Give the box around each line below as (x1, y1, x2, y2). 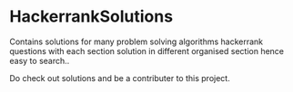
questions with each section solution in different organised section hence (9, 45, 285, 56)
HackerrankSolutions (9, 6, 174, 27)
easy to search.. (9, 55, 70, 66)
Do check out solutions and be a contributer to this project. (9, 72, 230, 83)
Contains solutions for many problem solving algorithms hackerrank (9, 36, 264, 47)
